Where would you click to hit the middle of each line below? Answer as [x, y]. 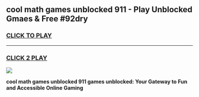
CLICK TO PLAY [29, 36]
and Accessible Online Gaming [45, 88]
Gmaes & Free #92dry [47, 19]
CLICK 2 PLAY [27, 58]
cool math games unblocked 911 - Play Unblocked [99, 10]
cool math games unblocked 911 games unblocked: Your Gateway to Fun [97, 81]
